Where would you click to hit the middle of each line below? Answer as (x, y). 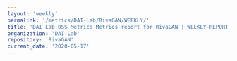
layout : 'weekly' (33, 14)
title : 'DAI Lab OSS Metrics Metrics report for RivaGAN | (96, 27)
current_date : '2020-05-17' (49, 46)
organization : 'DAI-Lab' (44, 33)
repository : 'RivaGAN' (41, 40)
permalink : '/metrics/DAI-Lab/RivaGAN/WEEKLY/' (79, 20)
